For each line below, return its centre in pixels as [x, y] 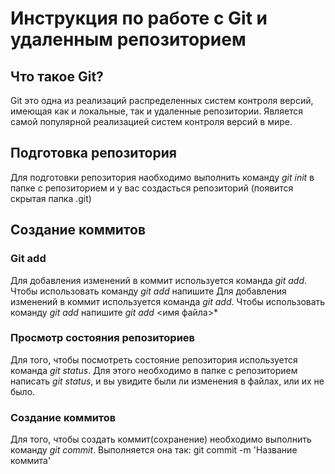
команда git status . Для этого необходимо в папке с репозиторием [154, 370]
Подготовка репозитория [93, 153]
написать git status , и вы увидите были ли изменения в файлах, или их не [167, 381]
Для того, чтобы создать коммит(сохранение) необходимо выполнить [161, 439]
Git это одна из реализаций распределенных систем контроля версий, [162, 100]
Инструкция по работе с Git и [139, 18]
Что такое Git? [57, 76]
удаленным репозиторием [128, 39]
